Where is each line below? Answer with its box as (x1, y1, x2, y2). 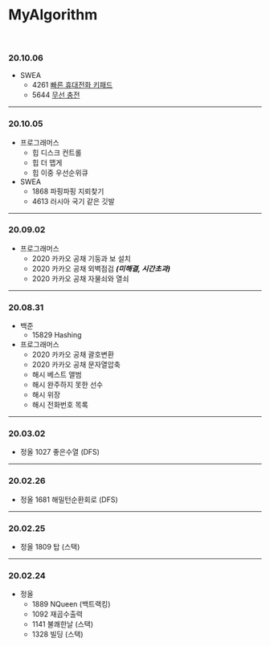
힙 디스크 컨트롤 (31, 147, 82, 157)
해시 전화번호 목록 (31, 400, 88, 410)
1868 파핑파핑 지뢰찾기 (31, 186, 104, 196)
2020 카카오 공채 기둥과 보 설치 (31, 253, 131, 263)
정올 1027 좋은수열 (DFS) (19, 448, 100, 457)
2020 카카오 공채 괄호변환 (31, 350, 115, 359)
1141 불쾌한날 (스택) (31, 619, 94, 629)
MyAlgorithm (8, 6, 98, 24)
